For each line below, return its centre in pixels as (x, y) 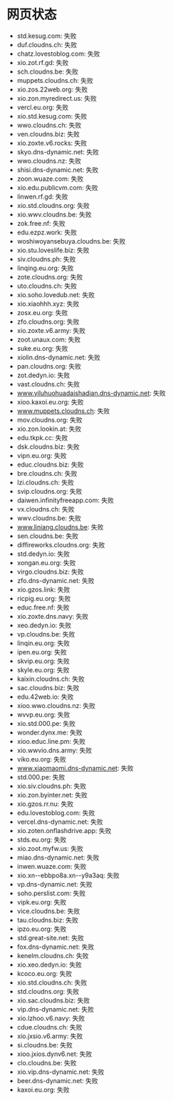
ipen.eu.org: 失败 (42, 652)
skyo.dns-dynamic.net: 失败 (58, 151)
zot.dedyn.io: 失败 (43, 375)
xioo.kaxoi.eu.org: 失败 (50, 402)
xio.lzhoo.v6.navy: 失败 (51, 1018)
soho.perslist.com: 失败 (51, 893)
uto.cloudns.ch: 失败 (47, 286)
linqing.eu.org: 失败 (45, 268)
